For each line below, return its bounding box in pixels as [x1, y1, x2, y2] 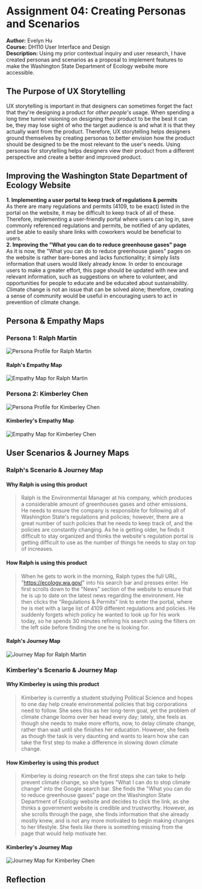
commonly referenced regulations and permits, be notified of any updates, [6, 221, 191, 229]
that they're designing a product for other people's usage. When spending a [6, 108, 194, 115]
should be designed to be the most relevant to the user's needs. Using [6, 140, 180, 148]
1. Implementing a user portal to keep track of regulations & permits [6, 196, 178, 203]
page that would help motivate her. [20, 830, 108, 837]
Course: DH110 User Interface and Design [6, 43, 110, 51]
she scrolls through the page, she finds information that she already [20, 811, 189, 818]
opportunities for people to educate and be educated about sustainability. [6, 279, 189, 286]
